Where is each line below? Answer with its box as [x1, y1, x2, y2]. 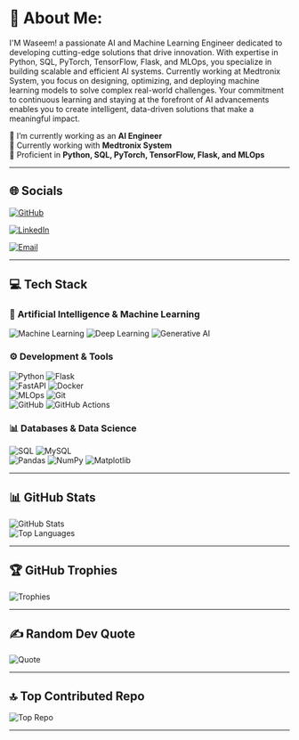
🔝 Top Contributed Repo [9, 688, 145, 703]
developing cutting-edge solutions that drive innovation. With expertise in [9, 46, 279, 57]
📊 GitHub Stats [9, 490, 96, 506]
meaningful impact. [9, 113, 80, 124]
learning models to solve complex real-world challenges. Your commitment [9, 85, 285, 95]
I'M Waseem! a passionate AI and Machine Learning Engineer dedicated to [9, 37, 283, 48]
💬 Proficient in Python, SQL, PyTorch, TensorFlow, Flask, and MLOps [9, 149, 265, 159]
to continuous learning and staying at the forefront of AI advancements [9, 94, 270, 105]
